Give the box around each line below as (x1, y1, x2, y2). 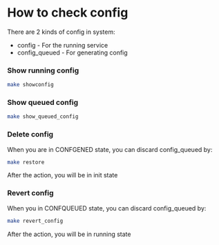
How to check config (7, 5, 128, 21)
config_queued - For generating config (17, 48, 128, 57)
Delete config (7, 130, 54, 139)
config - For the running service (17, 41, 108, 49)
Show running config (7, 66, 79, 75)
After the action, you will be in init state (7, 171, 118, 179)
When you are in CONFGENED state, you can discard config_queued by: (7, 145, 213, 153)
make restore (7, 159, 45, 166)
